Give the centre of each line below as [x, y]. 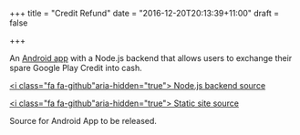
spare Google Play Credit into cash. [76, 68]
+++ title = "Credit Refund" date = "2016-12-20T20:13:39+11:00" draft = [145, 13]
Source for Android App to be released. [83, 121]
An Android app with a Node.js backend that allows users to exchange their [151, 58]
